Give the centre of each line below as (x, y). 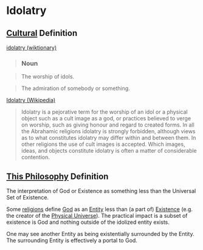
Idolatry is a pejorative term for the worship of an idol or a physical (104, 112)
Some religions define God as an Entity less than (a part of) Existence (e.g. (100, 209)
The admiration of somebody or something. (76, 88)
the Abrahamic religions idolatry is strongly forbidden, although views (108, 131)
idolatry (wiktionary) (32, 47)
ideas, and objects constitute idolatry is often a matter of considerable (109, 151)
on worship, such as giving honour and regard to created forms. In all (108, 125)
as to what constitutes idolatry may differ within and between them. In (108, 138)
